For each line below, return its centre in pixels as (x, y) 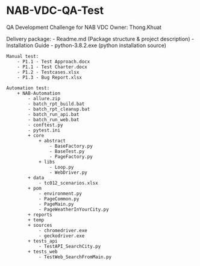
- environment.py (60, 194)
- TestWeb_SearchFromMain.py (75, 257)
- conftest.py (45, 125)
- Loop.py (61, 167)
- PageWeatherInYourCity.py (74, 209)
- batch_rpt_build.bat (56, 104)
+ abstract (52, 141)
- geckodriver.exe (61, 236)
